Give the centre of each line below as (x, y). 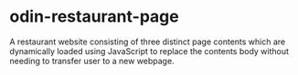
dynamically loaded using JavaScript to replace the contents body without (149, 51)
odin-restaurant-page (95, 17)
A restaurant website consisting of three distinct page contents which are (148, 42)
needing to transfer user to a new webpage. (92, 61)
